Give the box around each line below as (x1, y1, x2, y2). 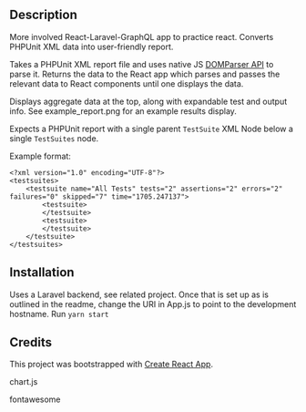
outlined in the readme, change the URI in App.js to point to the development (9, 298, 297, 309)
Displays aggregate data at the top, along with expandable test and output (9, 96, 288, 107)
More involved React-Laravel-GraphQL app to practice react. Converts (9, 31, 274, 42)
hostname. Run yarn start (9, 308, 109, 319)
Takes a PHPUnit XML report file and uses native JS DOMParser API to (9, 58, 274, 69)
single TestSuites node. (9, 132, 99, 144)
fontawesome (9, 394, 61, 405)
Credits (9, 335, 53, 350)
